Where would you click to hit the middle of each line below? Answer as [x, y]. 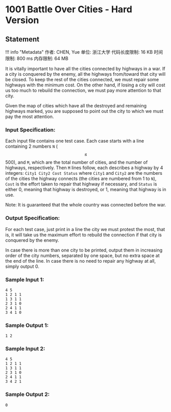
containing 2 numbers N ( [31, 146]
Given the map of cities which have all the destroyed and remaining [76, 106]
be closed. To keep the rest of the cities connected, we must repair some [82, 79]
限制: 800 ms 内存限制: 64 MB [37, 58]
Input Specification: [30, 130]
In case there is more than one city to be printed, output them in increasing [84, 250]
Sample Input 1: [25, 280]
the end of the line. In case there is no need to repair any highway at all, [80, 261]
